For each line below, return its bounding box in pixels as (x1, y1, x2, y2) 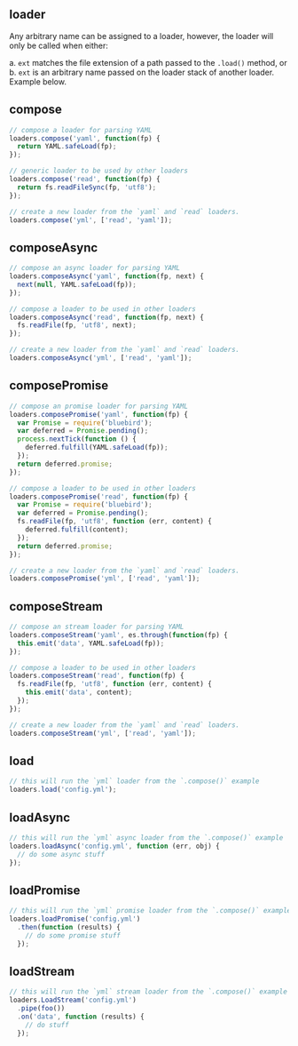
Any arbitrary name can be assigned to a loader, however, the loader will (9, 30, 274, 41)
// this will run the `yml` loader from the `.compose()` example (9, 777, 260, 786)
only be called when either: (9, 40, 109, 51)
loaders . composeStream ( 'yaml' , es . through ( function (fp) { (9, 630, 228, 639)
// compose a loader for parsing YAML (9, 125, 153, 134)
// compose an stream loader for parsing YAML (9, 622, 184, 632)
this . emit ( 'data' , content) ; (25, 688, 133, 697)
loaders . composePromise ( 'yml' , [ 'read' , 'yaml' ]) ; (9, 574, 200, 583)
